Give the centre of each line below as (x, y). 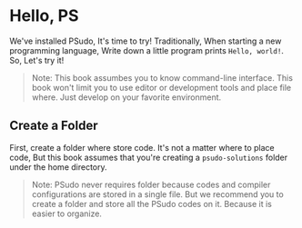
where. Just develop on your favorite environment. (126, 97)
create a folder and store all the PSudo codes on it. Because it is (152, 203)
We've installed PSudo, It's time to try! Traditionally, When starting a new (146, 41)
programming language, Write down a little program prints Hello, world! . (147, 50)
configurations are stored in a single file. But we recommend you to (157, 194)
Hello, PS (44, 16)
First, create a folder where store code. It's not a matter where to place (142, 147)
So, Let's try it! (37, 60)
